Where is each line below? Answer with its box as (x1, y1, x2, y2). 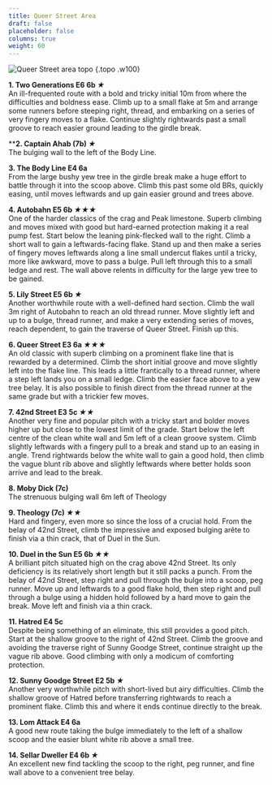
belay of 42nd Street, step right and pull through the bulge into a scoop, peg (8, 576, 264, 585)
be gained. (8, 274, 45, 284)
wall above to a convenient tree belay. (8, 768, 136, 778)
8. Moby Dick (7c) (8, 484, 69, 494)
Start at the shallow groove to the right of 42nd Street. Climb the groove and (8, 634, 264, 644)
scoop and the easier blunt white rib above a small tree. (8, 735, 194, 744)
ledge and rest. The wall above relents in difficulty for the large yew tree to (8, 265, 258, 275)
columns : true (8, 34, 57, 43)
